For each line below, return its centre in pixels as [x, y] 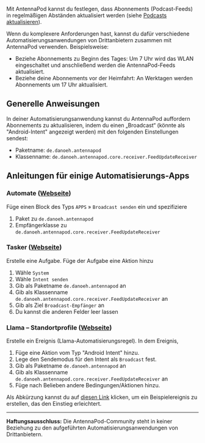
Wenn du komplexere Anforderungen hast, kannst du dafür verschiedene [98, 34]
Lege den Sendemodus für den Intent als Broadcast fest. [86, 359]
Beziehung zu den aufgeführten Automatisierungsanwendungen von [92, 428]
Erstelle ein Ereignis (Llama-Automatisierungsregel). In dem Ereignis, [92, 341]
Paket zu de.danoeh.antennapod [54, 218]
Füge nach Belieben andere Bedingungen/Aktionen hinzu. [88, 385]
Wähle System [32, 273]
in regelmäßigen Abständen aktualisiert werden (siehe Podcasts [87, 15]
